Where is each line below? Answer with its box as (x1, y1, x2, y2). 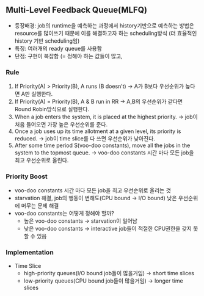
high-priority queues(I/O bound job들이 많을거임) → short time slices (23, 269, 195, 276)
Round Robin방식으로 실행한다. (14, 106, 90, 113)
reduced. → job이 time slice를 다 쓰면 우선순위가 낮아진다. (14, 135, 155, 142)
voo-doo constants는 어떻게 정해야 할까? (14, 210, 114, 217)
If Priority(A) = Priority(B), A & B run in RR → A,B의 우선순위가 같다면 (14, 98, 183, 106)
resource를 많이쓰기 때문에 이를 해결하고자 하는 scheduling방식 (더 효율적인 (14, 29, 197, 37)
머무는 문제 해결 (21, 202, 59, 209)
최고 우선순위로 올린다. (14, 157, 69, 164)
